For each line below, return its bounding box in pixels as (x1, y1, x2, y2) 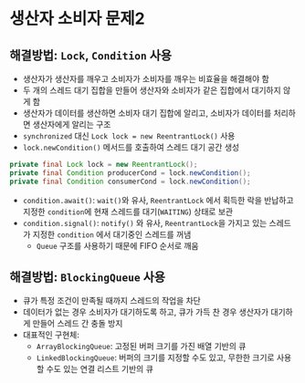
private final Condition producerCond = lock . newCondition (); (9, 168, 251, 178)
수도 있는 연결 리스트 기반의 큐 (46, 364, 153, 375)
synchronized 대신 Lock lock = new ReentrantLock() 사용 (22, 130, 236, 141)
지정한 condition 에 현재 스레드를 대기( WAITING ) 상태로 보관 (22, 206, 234, 217)
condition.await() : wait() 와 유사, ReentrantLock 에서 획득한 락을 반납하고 (22, 194, 294, 205)
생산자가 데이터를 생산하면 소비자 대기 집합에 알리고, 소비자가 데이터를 (22, 108, 272, 119)
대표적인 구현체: (22, 329, 79, 340)
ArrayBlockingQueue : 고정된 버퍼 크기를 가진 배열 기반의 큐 (36, 341, 247, 352)
